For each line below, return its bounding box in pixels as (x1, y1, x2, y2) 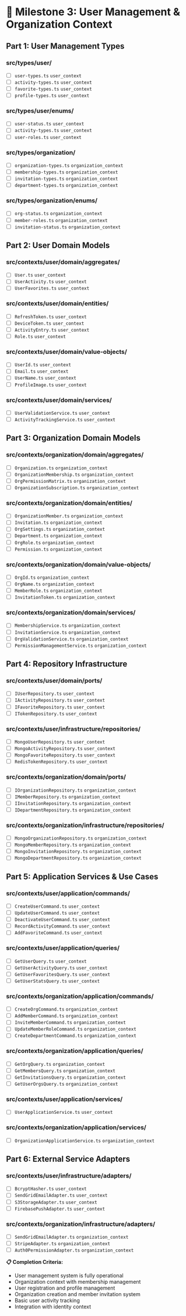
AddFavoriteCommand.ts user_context (14, 930, 103, 936)
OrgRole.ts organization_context (14, 540, 95, 546)
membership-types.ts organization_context (14, 169, 118, 175)
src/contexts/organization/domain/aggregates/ (6, 451, 144, 459)
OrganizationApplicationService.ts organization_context (14, 1138, 155, 1144)
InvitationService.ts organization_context (14, 629, 121, 635)
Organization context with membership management (14, 1279, 141, 1286)
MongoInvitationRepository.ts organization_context (14, 849, 142, 855)
